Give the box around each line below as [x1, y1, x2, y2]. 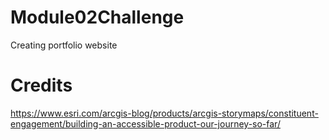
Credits [10, 74, 73, 97]
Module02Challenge [10, 6, 185, 29]
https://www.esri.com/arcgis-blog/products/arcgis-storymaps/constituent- [10, 107, 319, 119]
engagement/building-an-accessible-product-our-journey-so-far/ [10, 117, 281, 130]
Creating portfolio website [10, 39, 118, 51]
